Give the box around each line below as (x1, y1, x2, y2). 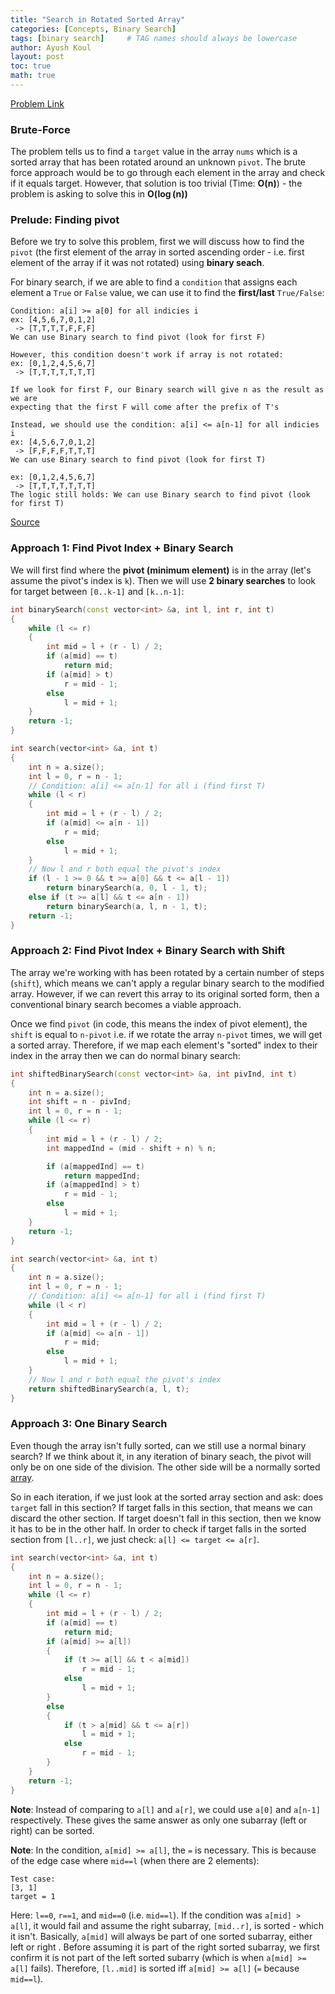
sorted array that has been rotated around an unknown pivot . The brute (10, 156, 306, 168)
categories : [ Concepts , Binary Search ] (10, 24, 177, 34)
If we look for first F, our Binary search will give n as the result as (10, 385, 325, 395)
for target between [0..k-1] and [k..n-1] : (10, 585, 185, 597)
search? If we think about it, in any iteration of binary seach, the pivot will (10, 1450, 312, 1462)
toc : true (10, 61, 52, 71)
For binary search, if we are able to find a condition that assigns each (10, 276, 298, 288)
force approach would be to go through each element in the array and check (10, 167, 326, 179)
